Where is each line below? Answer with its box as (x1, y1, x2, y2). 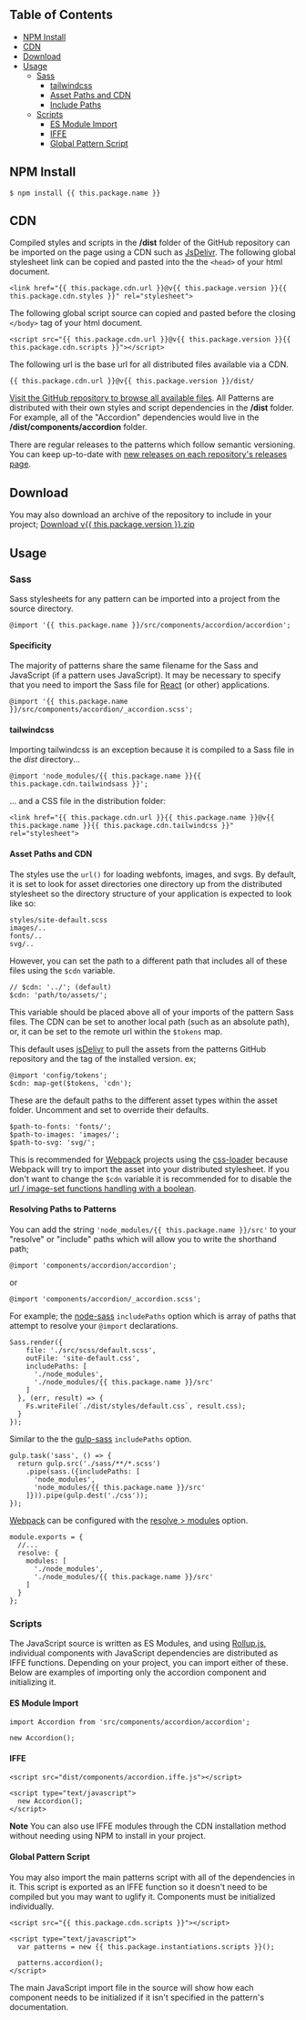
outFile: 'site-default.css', (25, 1353, 141, 1362)
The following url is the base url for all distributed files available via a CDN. (9, 359, 289, 370)
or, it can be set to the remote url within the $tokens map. (9, 1025, 223, 1036)
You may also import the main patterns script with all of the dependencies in (9, 1872, 296, 1882)
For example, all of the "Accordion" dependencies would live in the (9, 412, 260, 423)
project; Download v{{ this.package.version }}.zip (9, 519, 195, 530)
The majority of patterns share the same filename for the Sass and (9, 660, 259, 671)
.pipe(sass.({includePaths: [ (25, 1466, 141, 1476)
